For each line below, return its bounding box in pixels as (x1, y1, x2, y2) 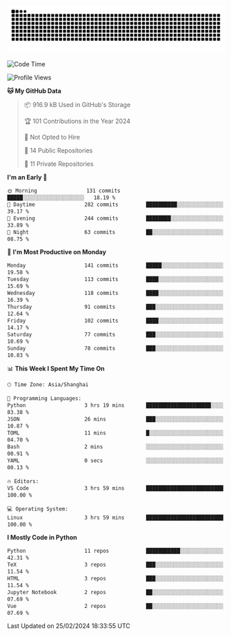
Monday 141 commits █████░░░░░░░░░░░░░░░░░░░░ (7, 262, 224, 269)
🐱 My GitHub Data (7, 86, 62, 95)
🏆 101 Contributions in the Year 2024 (23, 117, 131, 125)
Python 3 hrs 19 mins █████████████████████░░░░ (7, 401, 224, 409)
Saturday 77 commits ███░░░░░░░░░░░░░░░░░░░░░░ (7, 331, 224, 338)
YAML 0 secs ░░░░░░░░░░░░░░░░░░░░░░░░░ (7, 457, 224, 464)
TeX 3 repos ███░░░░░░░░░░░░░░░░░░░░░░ (7, 561, 224, 568)
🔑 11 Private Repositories (23, 160, 94, 168)
